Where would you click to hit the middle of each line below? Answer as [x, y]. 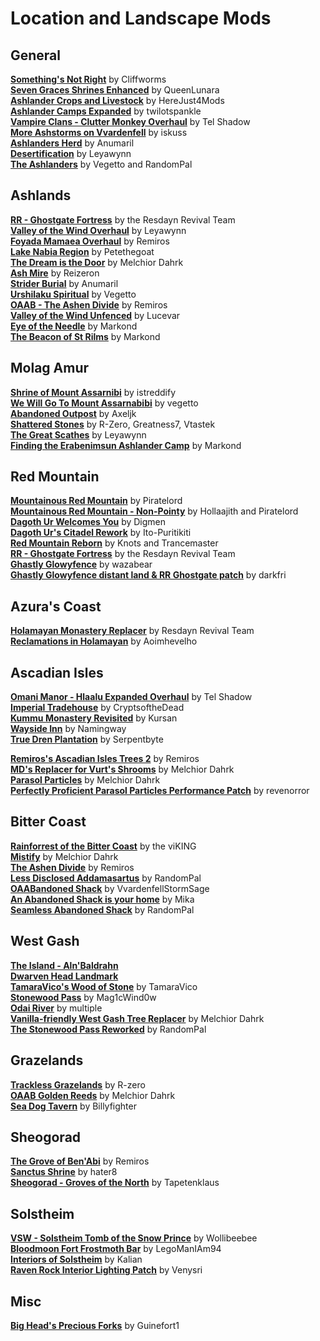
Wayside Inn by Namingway [68, 729]
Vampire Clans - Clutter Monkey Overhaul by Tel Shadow [130, 121]
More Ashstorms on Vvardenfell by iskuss [99, 132]
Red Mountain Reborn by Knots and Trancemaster [114, 543]
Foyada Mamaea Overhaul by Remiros [90, 241]
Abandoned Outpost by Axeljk [73, 413]
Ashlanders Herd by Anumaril [72, 143]
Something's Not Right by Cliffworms [88, 79]
